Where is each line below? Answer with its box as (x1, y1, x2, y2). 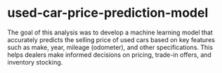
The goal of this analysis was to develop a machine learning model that (7, 28, 213, 36)
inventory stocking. (7, 58, 63, 66)
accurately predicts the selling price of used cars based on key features (7, 35, 216, 44)
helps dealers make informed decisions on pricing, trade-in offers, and (7, 51, 212, 59)
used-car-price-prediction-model (7, 5, 209, 21)
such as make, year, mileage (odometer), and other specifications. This (7, 43, 213, 51)
